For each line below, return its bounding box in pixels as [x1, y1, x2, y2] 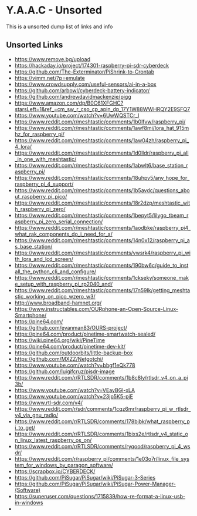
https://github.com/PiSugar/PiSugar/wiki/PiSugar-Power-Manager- [14, 480, 176, 487]
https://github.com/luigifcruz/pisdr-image [14, 368, 116, 375]
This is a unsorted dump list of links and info [6, 23, 113, 30]
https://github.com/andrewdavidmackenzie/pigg [14, 93, 132, 100]
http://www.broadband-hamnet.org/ [14, 299, 102, 306]
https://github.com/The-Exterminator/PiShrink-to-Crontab [14, 68, 154, 75]
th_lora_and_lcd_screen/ [14, 255, 73, 262]
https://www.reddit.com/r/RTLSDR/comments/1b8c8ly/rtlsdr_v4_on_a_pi [14, 374, 189, 381]
